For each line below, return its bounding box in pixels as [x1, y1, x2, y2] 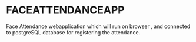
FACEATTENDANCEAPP [6, 3, 125, 17]
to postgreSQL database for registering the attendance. [6, 29, 141, 36]
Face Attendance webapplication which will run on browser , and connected [6, 23, 191, 30]
